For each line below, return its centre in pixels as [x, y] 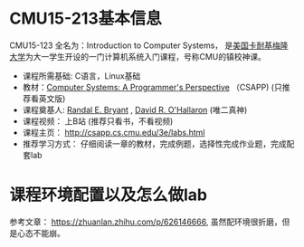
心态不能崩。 [41, 233]
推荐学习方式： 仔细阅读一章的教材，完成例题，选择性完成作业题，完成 [154, 143]
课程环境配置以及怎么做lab [109, 195]
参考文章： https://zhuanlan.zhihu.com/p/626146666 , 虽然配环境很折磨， [146, 222]
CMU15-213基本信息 [86, 19]
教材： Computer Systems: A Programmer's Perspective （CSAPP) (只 [152, 87]
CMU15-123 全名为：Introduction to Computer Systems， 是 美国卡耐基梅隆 [149, 45]
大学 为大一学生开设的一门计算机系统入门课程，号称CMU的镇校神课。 [138, 56]
